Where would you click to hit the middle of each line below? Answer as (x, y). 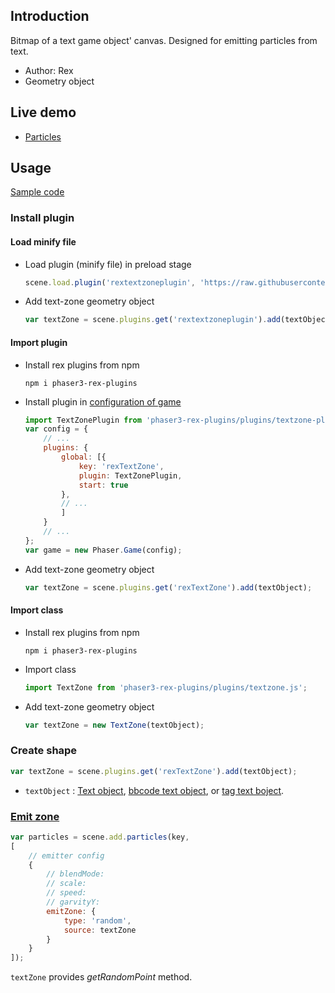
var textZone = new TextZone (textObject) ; (114, 725)
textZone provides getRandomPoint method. (101, 977)
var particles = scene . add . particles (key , (100, 837)
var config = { (56, 429)
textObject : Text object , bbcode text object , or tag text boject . (154, 790)
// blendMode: (75, 874)
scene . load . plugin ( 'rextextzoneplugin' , (110, 282)
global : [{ (84, 457)
